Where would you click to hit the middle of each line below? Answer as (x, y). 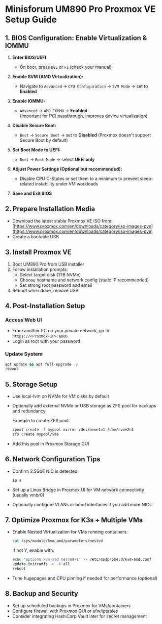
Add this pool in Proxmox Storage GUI (51, 444)
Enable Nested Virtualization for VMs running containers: (70, 532)
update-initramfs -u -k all (41, 564)
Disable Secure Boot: (34, 125)
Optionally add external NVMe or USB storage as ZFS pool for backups (84, 406)
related (27, 184)
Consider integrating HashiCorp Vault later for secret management (80, 616)
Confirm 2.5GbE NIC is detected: (45, 471)
